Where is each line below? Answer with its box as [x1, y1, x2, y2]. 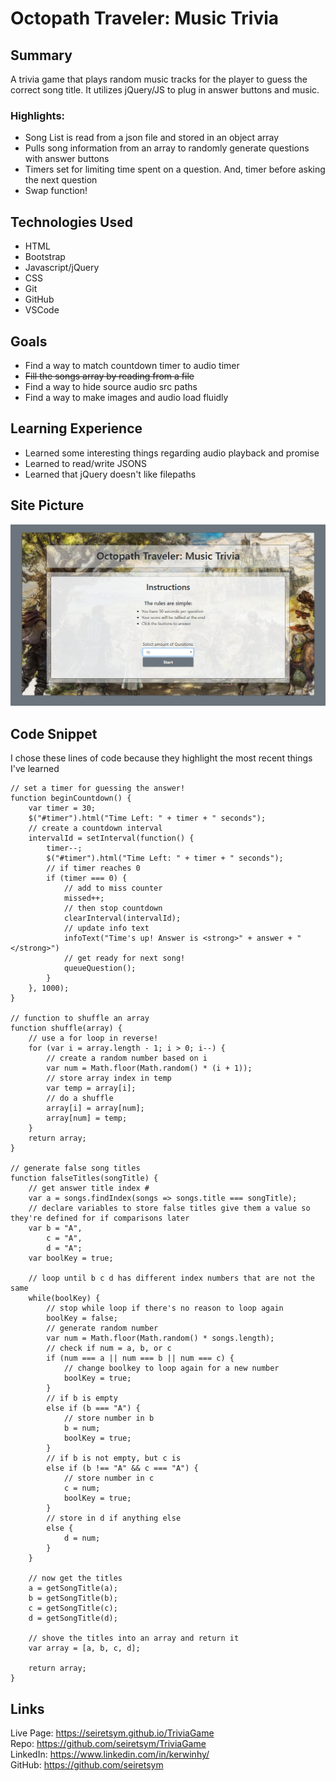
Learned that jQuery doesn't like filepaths [24, 468, 197, 480]
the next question [24, 174, 98, 186]
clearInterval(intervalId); [63, 913, 182, 924]
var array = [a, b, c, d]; [28, 1643, 141, 1654]
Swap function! [24, 185, 88, 197]
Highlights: [10, 108, 66, 122]
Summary [10, 47, 73, 64]
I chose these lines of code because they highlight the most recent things [10, 752, 313, 764]
